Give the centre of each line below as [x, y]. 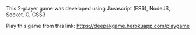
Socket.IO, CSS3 [26, 15]
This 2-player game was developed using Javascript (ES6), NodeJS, [88, 8]
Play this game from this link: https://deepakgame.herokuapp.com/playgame [98, 26]
